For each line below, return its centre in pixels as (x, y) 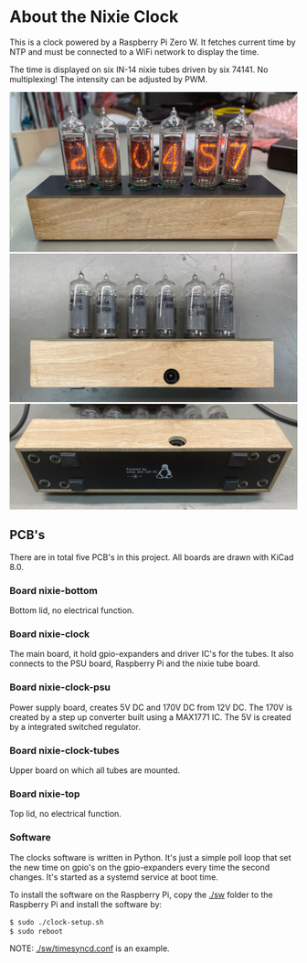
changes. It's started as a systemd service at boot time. (114, 877)
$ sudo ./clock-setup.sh (57, 922)
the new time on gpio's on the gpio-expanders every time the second (140, 867)
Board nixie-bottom (53, 590)
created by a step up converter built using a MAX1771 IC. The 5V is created (150, 717)
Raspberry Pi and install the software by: (86, 904)
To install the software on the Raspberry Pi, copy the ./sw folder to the (142, 894)
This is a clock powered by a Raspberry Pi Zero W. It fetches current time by (153, 42)
